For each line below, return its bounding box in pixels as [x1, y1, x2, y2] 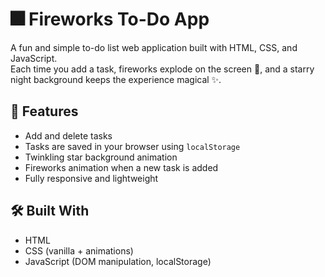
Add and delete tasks [24, 129, 113, 142]
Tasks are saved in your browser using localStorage [24, 140, 241, 152]
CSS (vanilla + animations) [24, 244, 134, 257]
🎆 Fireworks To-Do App [10, 8, 210, 31]
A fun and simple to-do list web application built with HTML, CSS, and [10, 41, 298, 53]
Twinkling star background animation [24, 151, 178, 163]
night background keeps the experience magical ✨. [10, 73, 222, 85]
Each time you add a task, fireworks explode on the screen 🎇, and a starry [10, 63, 315, 75]
